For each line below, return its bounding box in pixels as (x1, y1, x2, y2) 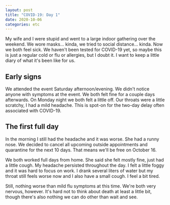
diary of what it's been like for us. (5, 57, 75, 64)
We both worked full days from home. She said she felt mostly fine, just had (5, 156, 164, 163)
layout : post (5, 7, 33, 13)
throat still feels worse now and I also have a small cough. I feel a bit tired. (5, 173, 160, 179)
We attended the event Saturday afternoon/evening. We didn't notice (5, 86, 150, 92)
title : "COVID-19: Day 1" (5, 12, 60, 17)
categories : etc (5, 21, 40, 27)
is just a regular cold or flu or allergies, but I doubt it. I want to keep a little (5, 52, 159, 58)
